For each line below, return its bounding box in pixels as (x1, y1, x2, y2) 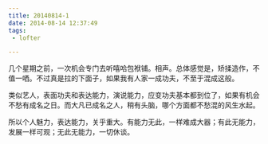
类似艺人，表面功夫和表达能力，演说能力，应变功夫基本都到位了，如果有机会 (8, 91, 260, 100)
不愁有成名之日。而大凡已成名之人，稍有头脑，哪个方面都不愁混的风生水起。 (8, 100, 260, 110)
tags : (8, 26, 26, 34)
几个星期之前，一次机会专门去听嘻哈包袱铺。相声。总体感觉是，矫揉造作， (8, 64, 253, 73)
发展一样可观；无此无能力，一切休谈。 (8, 127, 134, 137)
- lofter (11, 33, 41, 42)
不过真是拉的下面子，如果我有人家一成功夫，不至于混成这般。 (35, 73, 239, 84)
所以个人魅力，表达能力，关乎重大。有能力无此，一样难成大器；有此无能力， (8, 117, 260, 127)
